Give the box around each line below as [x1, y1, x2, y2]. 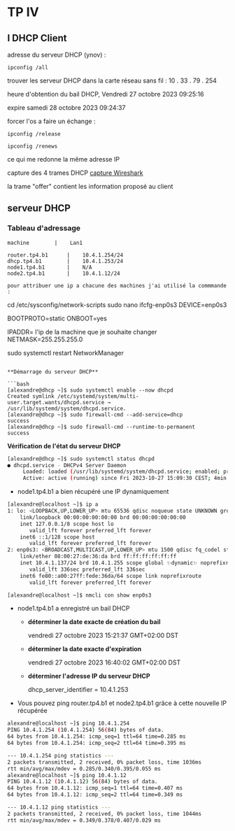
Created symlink [7, 392, 55, 399]
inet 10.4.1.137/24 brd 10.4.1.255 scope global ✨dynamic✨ [20, 560, 198, 567]
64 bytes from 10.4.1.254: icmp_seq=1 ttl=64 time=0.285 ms [7, 733, 187, 740]
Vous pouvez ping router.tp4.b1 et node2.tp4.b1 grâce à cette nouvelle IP [17, 699, 227, 707]
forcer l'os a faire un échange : [7, 117, 96, 125]
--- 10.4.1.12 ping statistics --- [7, 804, 111, 811]
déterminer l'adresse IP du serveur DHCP [27, 672, 150, 681]
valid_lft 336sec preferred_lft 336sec [29, 566, 145, 573]
